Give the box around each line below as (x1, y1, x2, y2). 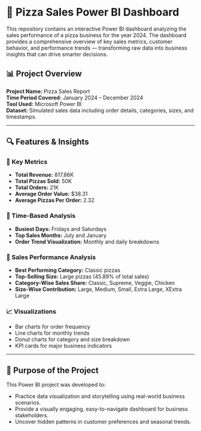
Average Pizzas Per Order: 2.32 (14, 197, 95, 204)
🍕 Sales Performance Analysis (6, 253, 96, 261)
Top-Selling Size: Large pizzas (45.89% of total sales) (14, 273, 150, 280)
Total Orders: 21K (14, 184, 59, 191)
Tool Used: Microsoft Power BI (6, 100, 82, 107)
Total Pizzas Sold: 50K (14, 178, 72, 185)
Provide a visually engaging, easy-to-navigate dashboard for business (14, 405, 188, 412)
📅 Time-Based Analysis (6, 212, 76, 220)
